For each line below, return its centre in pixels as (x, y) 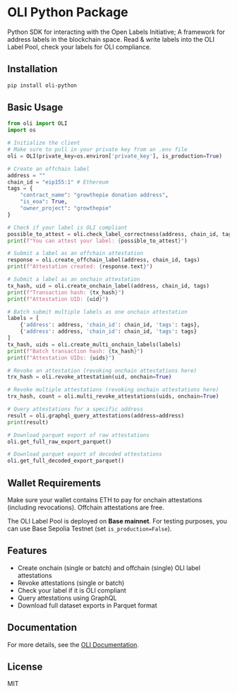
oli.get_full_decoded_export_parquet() (66, 461)
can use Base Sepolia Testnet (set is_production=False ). (90, 528)
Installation (32, 69)
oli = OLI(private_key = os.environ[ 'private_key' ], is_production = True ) (115, 156)
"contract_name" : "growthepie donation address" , (95, 195)
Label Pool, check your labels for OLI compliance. (79, 47)
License (25, 667)
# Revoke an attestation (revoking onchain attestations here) (102, 371)
